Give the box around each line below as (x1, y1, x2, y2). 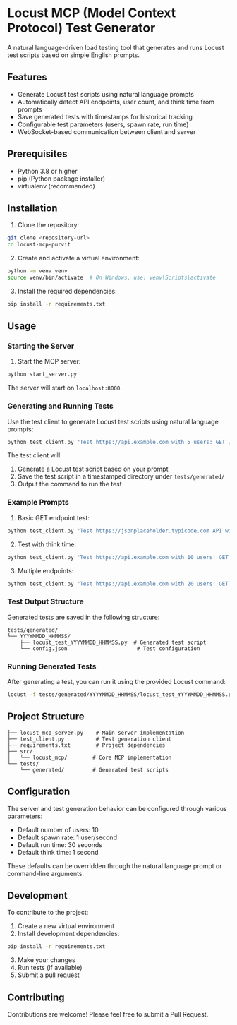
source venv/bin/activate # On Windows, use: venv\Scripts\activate (7, 274, 217, 281)
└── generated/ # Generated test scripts (20, 766, 169, 774)
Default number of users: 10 (17, 825, 99, 834)
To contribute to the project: (7, 909, 89, 917)
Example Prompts (7, 498, 69, 508)
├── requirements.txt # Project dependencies (7, 741, 166, 749)
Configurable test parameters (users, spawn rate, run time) (17, 120, 189, 128)
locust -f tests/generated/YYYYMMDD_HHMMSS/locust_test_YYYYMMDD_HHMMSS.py (7, 691, 235, 698)
